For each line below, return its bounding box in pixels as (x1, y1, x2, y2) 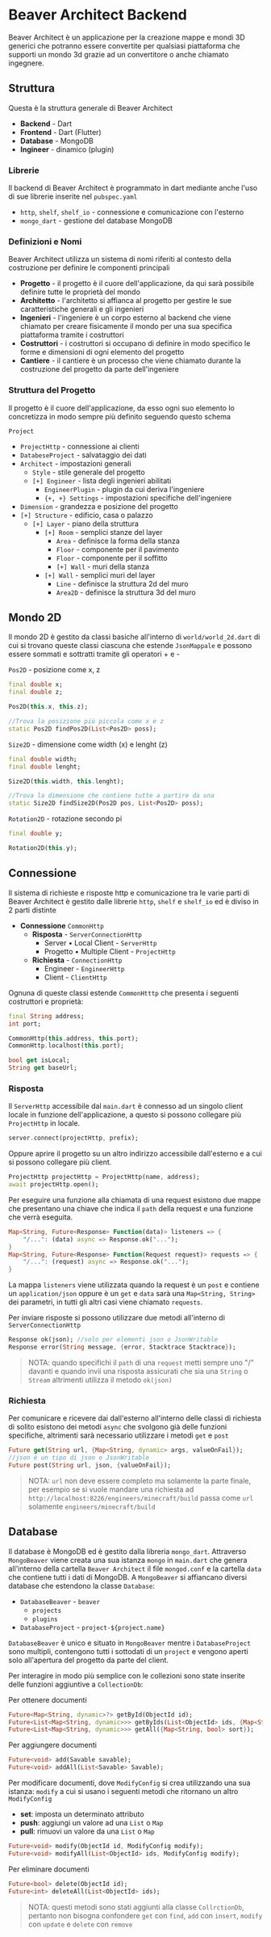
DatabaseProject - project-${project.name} (19, 1622, 165, 1632)
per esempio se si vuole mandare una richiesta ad (27, 1484, 194, 1494)
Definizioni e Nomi (8, 236, 82, 247)
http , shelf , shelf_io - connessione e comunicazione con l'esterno (19, 208, 244, 217)
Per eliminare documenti (8, 1864, 90, 1874)
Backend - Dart (19, 119, 73, 128)
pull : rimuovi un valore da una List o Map (19, 1826, 155, 1836)
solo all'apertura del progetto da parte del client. (8, 1655, 169, 1665)
